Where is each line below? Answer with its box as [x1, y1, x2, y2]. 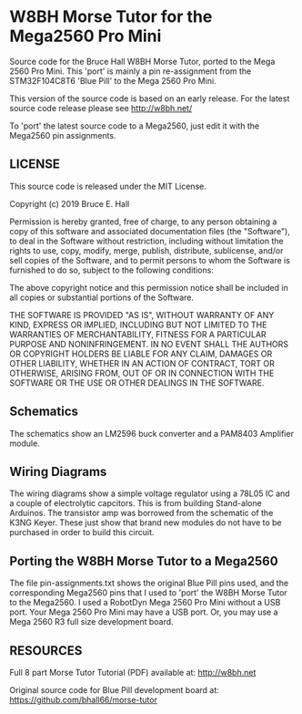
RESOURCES [9, 643, 83, 658]
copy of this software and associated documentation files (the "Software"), [9, 225, 291, 236]
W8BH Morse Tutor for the [9, 6, 213, 27]
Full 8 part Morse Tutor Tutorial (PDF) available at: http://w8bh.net [9, 667, 257, 678]
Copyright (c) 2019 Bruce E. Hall [9, 198, 130, 209]
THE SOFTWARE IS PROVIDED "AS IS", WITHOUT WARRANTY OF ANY [9, 309, 275, 320]
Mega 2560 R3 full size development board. [9, 616, 175, 627]
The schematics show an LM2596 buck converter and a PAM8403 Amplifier [9, 428, 294, 439]
